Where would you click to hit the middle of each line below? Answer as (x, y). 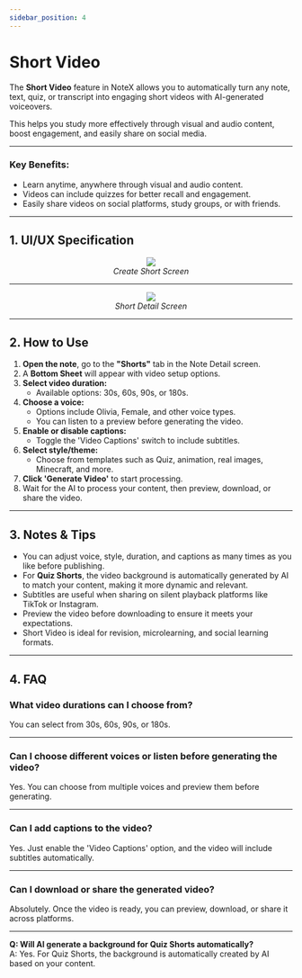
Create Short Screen (151, 271)
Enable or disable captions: (74, 431)
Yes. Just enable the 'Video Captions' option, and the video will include (141, 848)
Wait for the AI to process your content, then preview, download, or (147, 489)
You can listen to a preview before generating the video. (139, 422)
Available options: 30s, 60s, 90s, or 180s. (112, 393)
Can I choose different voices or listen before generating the (143, 756)
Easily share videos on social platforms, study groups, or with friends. (151, 203)
